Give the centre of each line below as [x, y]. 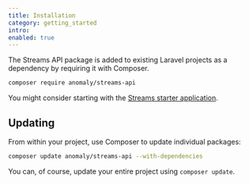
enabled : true [32, 38]
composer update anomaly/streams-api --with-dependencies [106, 156]
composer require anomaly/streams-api [72, 83]
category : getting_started [53, 23]
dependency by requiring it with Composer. [79, 69]
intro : [19, 30]
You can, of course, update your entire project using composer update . [122, 171]
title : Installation [42, 15]
